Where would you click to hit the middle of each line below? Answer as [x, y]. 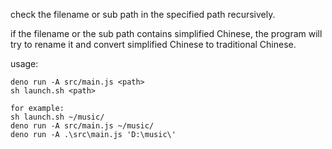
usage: [24, 63]
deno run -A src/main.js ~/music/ [82, 126]
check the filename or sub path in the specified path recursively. [143, 14]
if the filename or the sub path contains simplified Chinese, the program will [166, 33]
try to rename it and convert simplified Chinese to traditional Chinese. [153, 44]
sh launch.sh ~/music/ [57, 117]
